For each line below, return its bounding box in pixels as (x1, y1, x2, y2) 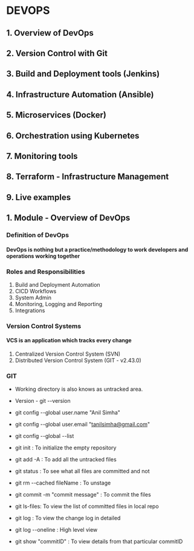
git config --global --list (15, 432, 74, 440)
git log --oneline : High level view (15, 526, 98, 533)
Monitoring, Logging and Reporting (15, 300, 103, 307)
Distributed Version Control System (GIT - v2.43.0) (15, 357, 142, 364)
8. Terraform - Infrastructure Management (6, 172, 169, 182)
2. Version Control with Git (6, 48, 108, 58)
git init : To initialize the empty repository (15, 444, 117, 451)
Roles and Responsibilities (6, 267, 86, 276)
